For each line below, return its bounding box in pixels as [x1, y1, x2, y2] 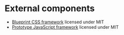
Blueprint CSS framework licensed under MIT [11, 19, 104, 25]
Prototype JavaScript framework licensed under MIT [11, 24, 119, 30]
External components [4, 3, 95, 14]
